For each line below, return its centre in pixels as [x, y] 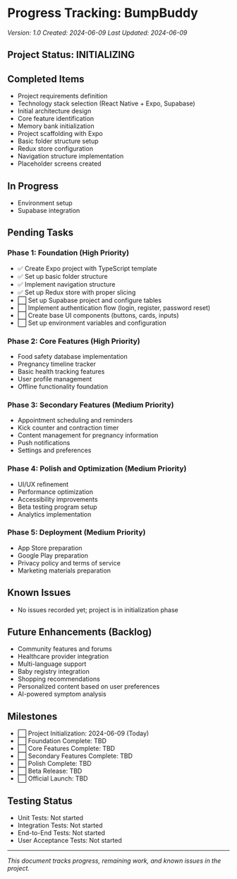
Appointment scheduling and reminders [75, 420]
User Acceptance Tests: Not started [69, 841]
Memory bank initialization [56, 126]
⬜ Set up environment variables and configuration [92, 323]
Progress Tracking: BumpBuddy [103, 13]
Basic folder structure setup [58, 141]
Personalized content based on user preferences [89, 686]
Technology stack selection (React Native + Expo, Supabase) [106, 103]
